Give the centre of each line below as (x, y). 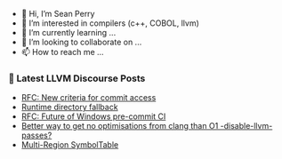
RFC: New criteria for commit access (89, 98)
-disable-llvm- (246, 126)
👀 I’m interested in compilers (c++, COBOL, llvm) (110, 23)
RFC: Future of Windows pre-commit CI (93, 116)
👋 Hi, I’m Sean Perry (58, 14)
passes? (36, 135)
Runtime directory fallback (69, 107)
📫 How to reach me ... (62, 52)
